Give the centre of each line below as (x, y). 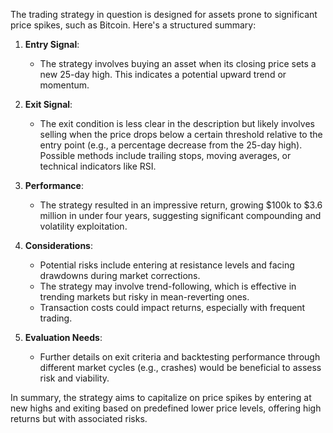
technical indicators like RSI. (98, 166)
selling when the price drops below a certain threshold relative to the (181, 134)
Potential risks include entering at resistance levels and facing (167, 265)
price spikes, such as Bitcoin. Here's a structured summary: (133, 25)
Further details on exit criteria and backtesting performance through (180, 357)
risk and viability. (74, 378)
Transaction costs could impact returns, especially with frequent (172, 307)
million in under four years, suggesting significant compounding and (180, 215)
